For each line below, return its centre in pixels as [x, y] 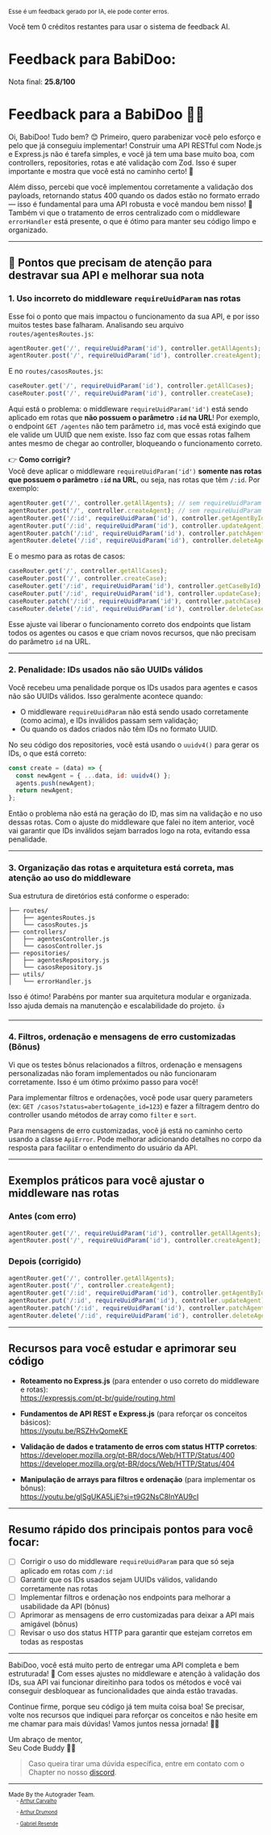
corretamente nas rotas [59, 1588]
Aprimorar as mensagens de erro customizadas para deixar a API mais [137, 1615]
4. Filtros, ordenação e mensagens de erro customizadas [122, 1037]
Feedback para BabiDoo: [92, 59]
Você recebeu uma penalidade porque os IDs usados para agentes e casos [133, 687]
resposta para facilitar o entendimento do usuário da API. [103, 1147]
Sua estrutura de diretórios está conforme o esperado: [99, 896]
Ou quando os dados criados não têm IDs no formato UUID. [119, 729]
